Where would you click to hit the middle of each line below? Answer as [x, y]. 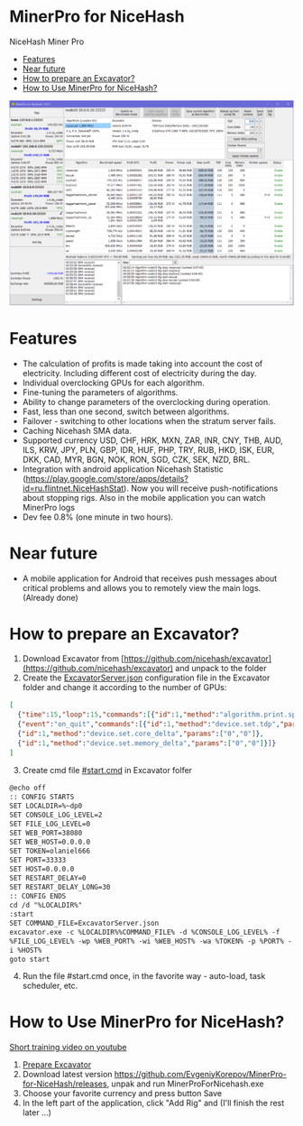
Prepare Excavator [57, 1064]
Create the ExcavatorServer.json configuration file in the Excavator [146, 678]
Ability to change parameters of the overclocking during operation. [146, 401]
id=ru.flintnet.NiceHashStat [73, 488]
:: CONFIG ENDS [38, 896]
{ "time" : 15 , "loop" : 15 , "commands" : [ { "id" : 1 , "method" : [119, 715]
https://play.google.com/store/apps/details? [107, 478]
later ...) [37, 1112]
